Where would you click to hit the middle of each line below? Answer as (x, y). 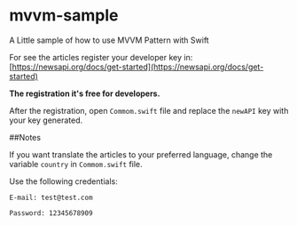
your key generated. (46, 120)
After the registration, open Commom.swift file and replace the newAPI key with (149, 110)
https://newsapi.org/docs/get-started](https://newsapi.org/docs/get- (138, 67)
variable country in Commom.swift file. (76, 164)
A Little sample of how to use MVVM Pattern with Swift (109, 40)
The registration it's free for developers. (85, 93)
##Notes (25, 137)
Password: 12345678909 (51, 213)
